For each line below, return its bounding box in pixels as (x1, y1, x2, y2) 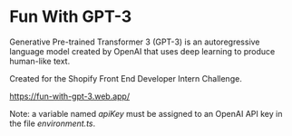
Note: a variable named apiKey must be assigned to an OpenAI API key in (9, 108, 283, 119)
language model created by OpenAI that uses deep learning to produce (9, 45, 276, 56)
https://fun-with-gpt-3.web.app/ (9, 91, 130, 102)
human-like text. (9, 55, 71, 66)
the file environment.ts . (9, 118, 96, 129)
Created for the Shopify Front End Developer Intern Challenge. (9, 73, 242, 83)
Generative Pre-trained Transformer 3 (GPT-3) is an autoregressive (9, 36, 260, 47)
